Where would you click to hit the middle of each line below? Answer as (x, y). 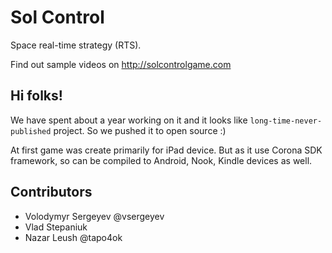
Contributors (51, 192)
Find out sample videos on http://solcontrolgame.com (121, 64)
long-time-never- (286, 121)
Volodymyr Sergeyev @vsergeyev (94, 216)
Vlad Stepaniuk (56, 227)
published (31, 131)
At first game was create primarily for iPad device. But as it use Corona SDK (166, 150)
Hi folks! (36, 96)
